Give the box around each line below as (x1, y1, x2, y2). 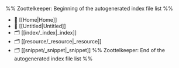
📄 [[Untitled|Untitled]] (13, 23, 66, 29)
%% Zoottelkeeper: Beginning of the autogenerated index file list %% (5, 5, 174, 12)
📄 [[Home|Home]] (13, 16, 57, 23)
